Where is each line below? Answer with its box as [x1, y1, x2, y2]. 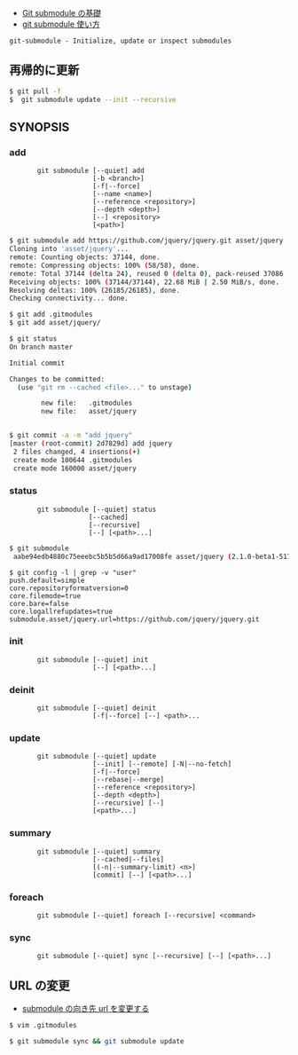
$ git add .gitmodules [9, 310, 93, 319]
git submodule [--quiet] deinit [36, 704, 157, 713]
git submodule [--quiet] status [36, 505, 157, 514]
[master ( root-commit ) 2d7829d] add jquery [9, 439, 173, 448]
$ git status [9, 335, 58, 343]
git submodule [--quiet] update [36, 752, 157, 761]
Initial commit [9, 358, 66, 367]
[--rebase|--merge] [92, 776, 165, 784]
